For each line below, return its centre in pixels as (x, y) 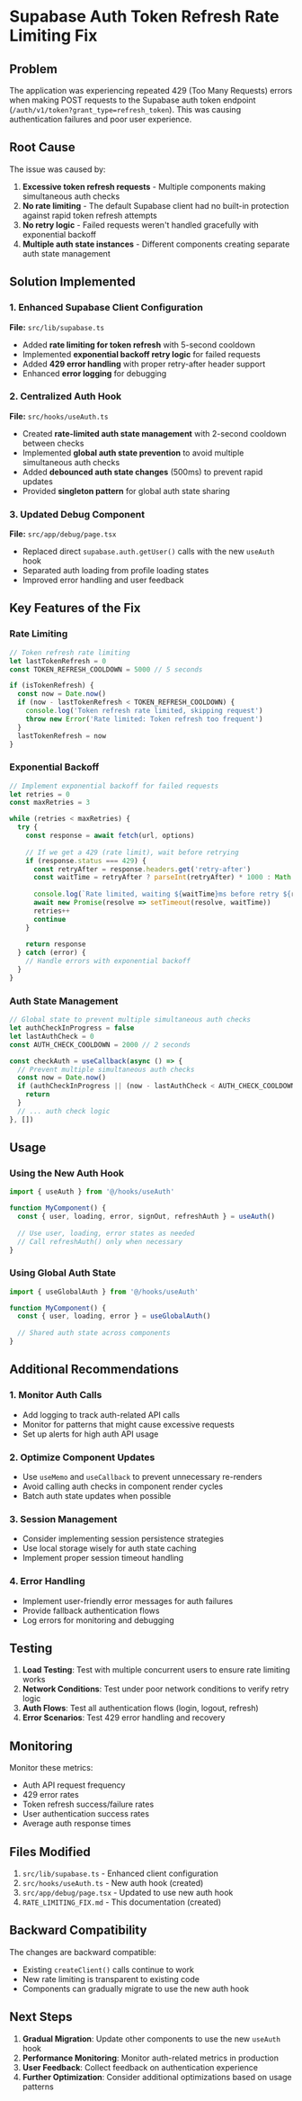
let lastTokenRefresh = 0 (58, 661)
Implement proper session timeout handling (103, 1558)
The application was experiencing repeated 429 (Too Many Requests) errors (151, 90)
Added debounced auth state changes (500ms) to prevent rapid (142, 472)
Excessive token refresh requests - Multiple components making (144, 186)
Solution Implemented (73, 282)
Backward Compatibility (78, 1930)
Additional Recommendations (94, 1370)
